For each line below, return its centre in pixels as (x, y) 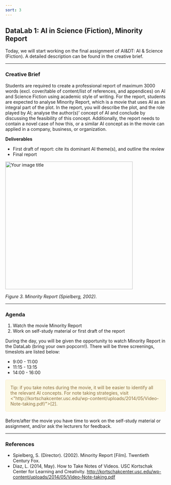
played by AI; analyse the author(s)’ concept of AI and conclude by (75, 112)
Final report (25, 154)
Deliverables (19, 139)
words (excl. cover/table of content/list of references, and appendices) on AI (85, 91)
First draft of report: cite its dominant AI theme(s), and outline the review (88, 149)
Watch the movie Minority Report (47, 326)
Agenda (15, 314)
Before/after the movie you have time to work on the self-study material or (83, 421)
